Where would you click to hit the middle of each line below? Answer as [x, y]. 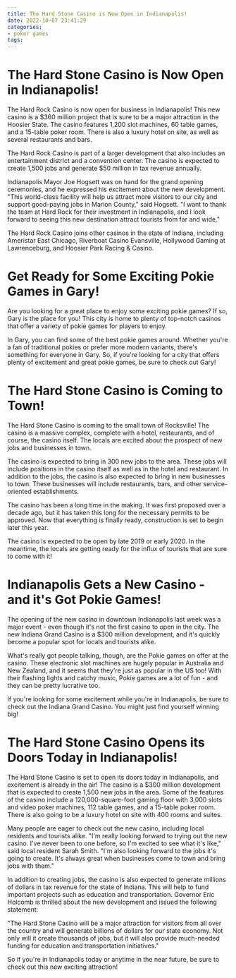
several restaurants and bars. [50, 140]
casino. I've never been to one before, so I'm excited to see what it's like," [114, 843]
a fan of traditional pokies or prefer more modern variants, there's [103, 347]
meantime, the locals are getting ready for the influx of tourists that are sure [117, 548]
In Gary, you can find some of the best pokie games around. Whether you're [118, 340]
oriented [19, 491]
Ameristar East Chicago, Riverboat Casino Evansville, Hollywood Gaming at [116, 241]
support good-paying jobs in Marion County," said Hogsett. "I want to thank [117, 205]
